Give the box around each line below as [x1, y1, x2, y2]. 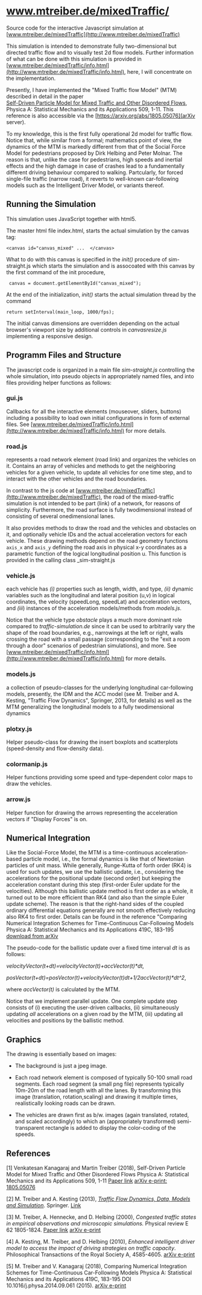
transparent [14, 1124, 44, 1132]
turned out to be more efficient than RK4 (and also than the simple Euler [6, 894, 185, 901]
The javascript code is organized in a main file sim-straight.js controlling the [6, 366, 195, 373]
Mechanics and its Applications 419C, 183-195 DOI [6, 1276, 131, 1283]
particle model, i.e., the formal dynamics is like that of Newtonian [23, 855, 185, 863]
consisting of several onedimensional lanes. [6, 513, 115, 520]
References [6, 1148, 51, 1158]
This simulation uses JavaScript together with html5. [6, 215, 137, 222]
